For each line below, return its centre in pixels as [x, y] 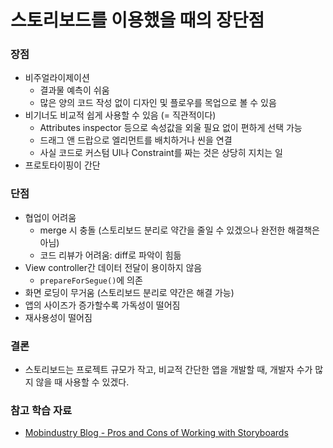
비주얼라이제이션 [57, 78]
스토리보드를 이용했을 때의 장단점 [137, 20]
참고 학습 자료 [41, 410]
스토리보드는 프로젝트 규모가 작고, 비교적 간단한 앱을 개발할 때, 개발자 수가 [168, 370]
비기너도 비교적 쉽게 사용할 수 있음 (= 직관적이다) [120, 115]
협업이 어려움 [50, 217]
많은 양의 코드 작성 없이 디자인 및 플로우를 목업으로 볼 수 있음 [158, 103]
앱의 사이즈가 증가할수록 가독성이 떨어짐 [102, 305]
